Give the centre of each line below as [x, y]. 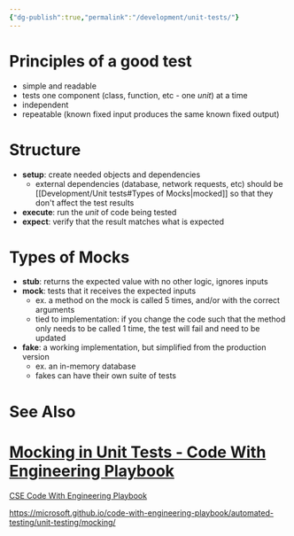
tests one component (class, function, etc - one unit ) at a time [135, 95]
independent [45, 105]
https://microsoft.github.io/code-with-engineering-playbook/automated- [142, 513]
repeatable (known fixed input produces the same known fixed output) [151, 114]
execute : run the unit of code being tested [99, 212]
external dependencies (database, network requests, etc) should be [159, 183]
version [36, 357]
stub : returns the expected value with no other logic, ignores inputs [145, 282]
